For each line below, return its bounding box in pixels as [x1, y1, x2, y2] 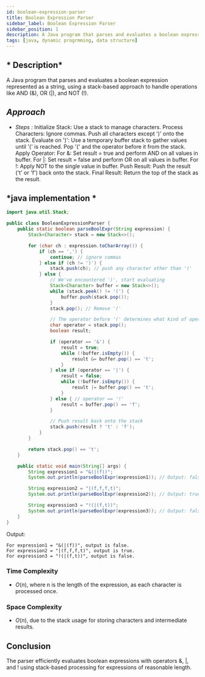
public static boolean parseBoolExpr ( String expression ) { [17, 226, 171, 233]
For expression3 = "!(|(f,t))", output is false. [6, 553, 135, 559]
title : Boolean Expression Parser [6, 15, 95, 21]
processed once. [15, 587, 58, 594]
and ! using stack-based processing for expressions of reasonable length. [6, 664, 192, 671]
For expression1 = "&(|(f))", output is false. [6, 542, 130, 548]
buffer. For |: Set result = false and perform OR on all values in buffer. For [15, 155, 199, 163]
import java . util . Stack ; [6, 209, 70, 215]
